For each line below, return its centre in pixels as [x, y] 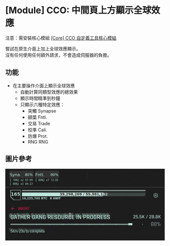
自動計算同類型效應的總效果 [49, 92]
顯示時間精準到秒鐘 [40, 98]
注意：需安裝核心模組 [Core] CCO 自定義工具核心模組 [61, 38]
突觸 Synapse [42, 111]
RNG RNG [38, 141]
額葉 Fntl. [37, 117]
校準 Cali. [37, 130]
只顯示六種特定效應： [42, 105]
